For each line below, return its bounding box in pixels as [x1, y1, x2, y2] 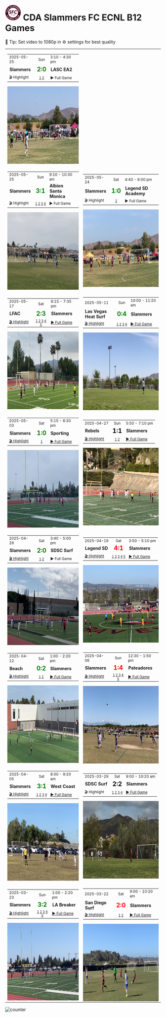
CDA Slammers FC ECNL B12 [23, 12, 142, 23]
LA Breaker [52, 901, 76, 907]
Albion [49, 183, 63, 189]
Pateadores [128, 665, 153, 671]
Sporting [50, 430, 69, 436]
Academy [125, 191, 146, 196]
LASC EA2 [50, 66, 73, 72]
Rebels [84, 428, 100, 434]
